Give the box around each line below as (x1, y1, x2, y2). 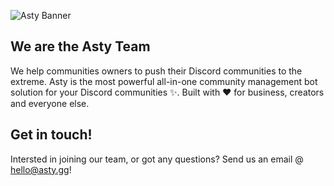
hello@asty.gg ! (10, 163, 72, 175)
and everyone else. (10, 97, 90, 109)
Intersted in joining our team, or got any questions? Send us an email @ (10, 153, 304, 165)
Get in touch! (10, 126, 93, 144)
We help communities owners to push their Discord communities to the (10, 65, 303, 77)
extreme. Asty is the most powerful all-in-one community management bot (10, 75, 318, 87)
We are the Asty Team (10, 38, 151, 55)
